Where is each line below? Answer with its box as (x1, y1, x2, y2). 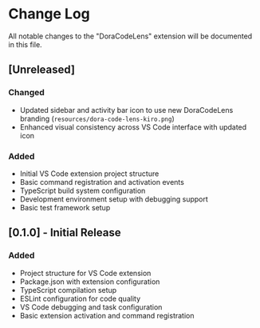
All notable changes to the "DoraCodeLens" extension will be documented (8, 31, 253, 41)
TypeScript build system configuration (19, 186, 146, 195)
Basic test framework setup (19, 202, 111, 212)
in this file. (8, 39, 42, 49)
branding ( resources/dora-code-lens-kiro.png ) (19, 114, 175, 123)
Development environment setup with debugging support (19, 194, 209, 204)
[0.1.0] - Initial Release (8, 226, 121, 240)
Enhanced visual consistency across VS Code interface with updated (19, 122, 247, 132)
